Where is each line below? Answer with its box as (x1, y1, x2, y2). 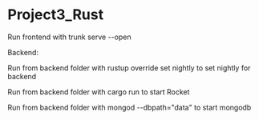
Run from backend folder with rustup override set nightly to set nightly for (7, 62, 251, 73)
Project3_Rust (7, 6, 104, 24)
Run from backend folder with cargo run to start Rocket (7, 86, 190, 97)
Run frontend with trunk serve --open (7, 32, 132, 42)
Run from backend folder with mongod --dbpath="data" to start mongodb (7, 102, 252, 112)
